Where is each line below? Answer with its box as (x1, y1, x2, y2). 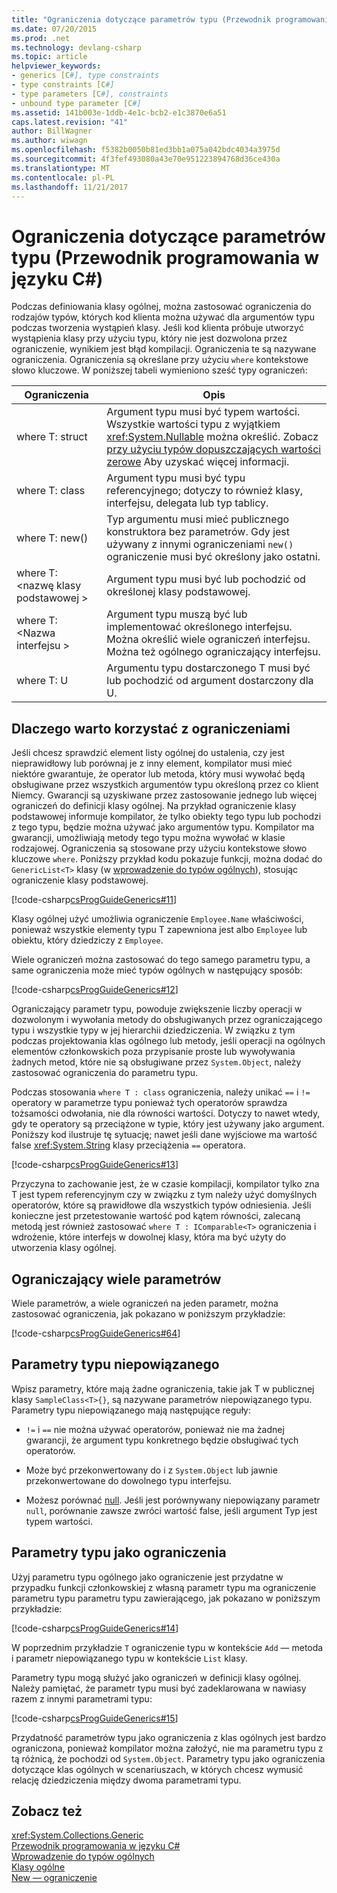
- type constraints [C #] (11, 80, 115, 90)
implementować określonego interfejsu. (106, 620, 293, 634)
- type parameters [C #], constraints (11, 89, 169, 99)
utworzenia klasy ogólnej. (11, 1242, 117, 1254)
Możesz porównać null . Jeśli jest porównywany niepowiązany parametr (25, 1494, 321, 1506)
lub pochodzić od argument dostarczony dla (106, 674, 314, 688)
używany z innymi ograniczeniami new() (106, 537, 294, 551)
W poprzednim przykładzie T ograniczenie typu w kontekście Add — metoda (11, 1641, 324, 1653)
